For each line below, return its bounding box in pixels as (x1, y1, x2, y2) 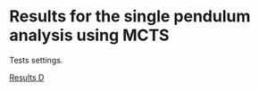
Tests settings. (9, 54, 63, 65)
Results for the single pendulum (9, 6, 251, 27)
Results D (9, 71, 45, 82)
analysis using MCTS (9, 25, 170, 45)
